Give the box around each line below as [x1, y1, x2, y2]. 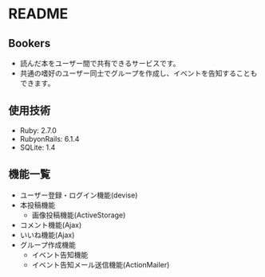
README [8, 5, 69, 23]
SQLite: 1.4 [19, 142, 56, 152]
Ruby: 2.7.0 [19, 125, 57, 135]
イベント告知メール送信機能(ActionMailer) [31, 259, 170, 269]
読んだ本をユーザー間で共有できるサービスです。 [19, 59, 180, 68]
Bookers [8, 37, 51, 50]
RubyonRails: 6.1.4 [19, 134, 80, 143]
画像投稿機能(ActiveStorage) [31, 210, 126, 220]
